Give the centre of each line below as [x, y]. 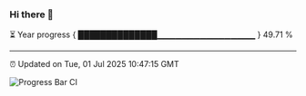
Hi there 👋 [32, 14]
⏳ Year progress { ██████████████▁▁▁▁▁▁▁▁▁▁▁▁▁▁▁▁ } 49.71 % [151, 34]
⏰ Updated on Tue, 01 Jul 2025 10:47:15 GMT [94, 64]
